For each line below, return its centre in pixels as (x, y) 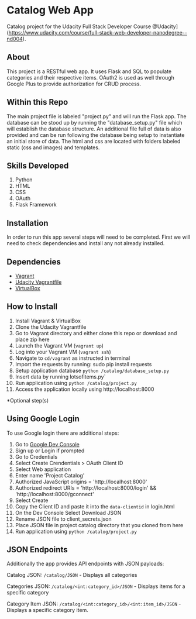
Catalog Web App (50, 10)
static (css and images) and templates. (53, 147)
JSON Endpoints (37, 550)
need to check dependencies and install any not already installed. (86, 243)
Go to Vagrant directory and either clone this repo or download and (96, 333)
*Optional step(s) (28, 400)
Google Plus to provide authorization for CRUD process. (74, 84)
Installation (27, 223)
